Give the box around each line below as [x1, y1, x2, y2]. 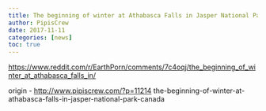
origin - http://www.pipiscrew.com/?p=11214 [8, 86, 152, 95]
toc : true [8, 41, 41, 49]
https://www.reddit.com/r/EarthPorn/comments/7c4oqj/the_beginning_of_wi [8, 62, 256, 72]
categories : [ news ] [8, 33, 73, 42]
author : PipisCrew [8, 19, 69, 27]
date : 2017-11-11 [8, 26, 66, 34]
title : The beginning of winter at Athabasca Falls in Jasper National [8, 11, 249, 20]
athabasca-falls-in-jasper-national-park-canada [8, 94, 165, 104]
